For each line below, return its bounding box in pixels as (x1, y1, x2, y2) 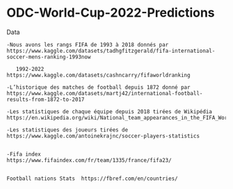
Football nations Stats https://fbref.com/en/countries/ (6, 175, 178, 182)
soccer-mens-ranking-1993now (6, 54, 91, 60)
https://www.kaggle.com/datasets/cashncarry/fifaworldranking (6, 72, 191, 79)
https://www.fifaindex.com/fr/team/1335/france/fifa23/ (6, 156, 172, 164)
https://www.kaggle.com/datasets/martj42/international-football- (6, 90, 203, 97)
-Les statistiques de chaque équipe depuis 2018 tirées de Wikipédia (6, 108, 213, 115)
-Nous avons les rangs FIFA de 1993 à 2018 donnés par (6, 41, 169, 48)
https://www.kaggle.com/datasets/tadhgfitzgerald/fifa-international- (6, 47, 216, 54)
